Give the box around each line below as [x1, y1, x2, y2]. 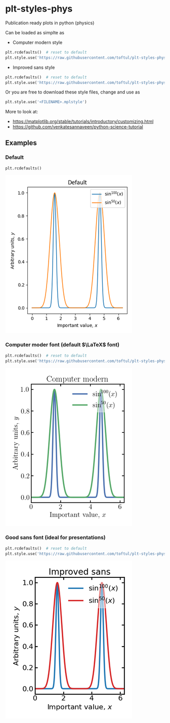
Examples [5, 139, 37, 147]
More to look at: [5, 109, 38, 115]
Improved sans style [12, 64, 55, 70]
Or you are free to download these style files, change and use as [5, 89, 140, 95]
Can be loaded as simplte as [5, 29, 65, 35]
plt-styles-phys [5, 3, 73, 15]
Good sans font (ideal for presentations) [5, 534, 106, 541]
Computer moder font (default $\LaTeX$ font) [5, 341, 120, 348]
